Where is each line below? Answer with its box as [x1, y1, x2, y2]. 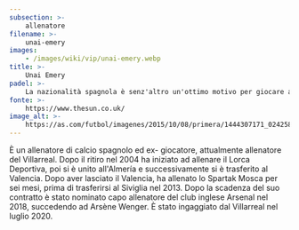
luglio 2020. [9, 210, 53, 221]
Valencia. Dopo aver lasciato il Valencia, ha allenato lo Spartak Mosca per [9, 173, 279, 183]
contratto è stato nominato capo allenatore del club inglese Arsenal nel [9, 192, 269, 202]
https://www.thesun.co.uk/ [25, 104, 125, 113]
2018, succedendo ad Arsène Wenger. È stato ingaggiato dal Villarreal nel [9, 202, 279, 211]
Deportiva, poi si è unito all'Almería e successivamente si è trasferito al [9, 163, 269, 174]
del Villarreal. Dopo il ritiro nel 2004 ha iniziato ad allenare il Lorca [9, 155, 251, 164]
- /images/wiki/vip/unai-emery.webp [25, 54, 162, 63]
